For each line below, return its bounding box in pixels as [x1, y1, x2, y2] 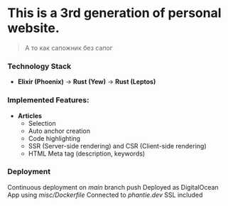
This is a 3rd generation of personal [7, 5, 222, 21]
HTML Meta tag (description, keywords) [28, 149, 146, 158]
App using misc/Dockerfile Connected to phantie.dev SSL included [7, 190, 203, 199]
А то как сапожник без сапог [24, 43, 113, 52]
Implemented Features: [7, 95, 89, 105]
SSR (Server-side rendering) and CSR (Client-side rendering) [28, 141, 207, 150]
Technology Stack [7, 61, 72, 71]
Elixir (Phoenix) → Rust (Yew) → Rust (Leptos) [17, 77, 156, 86]
